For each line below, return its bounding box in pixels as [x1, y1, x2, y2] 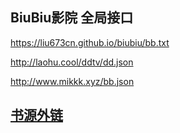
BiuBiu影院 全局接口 [10, 9, 134, 27]
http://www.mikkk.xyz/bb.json [10, 75, 135, 87]
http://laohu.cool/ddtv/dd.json [10, 56, 134, 68]
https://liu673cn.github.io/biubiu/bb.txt [10, 36, 170, 48]
